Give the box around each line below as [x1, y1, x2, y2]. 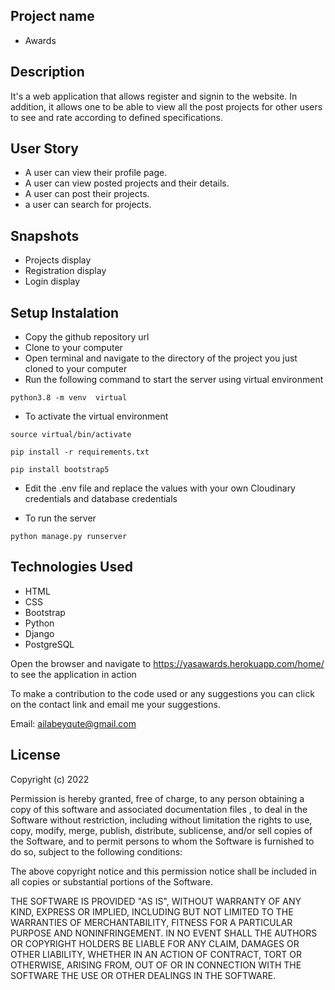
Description [10, 64, 85, 81]
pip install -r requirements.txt [10, 447, 150, 458]
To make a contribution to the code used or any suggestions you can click [10, 687, 315, 699]
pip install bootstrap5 [10, 465, 110, 475]
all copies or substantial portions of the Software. [10, 875, 213, 888]
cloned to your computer [24, 363, 128, 375]
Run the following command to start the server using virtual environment [24, 374, 324, 386]
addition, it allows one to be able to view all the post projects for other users [10, 100, 323, 113]
